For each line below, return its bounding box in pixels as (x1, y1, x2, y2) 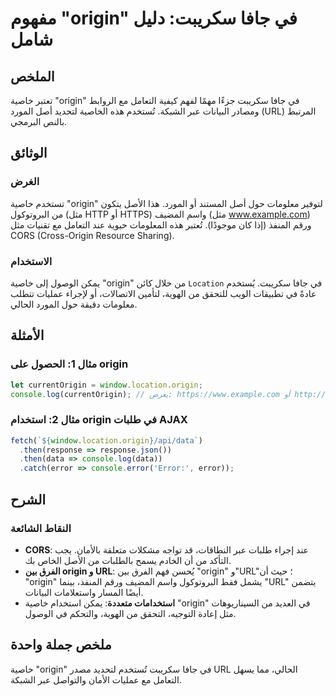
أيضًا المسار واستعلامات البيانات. (24, 586, 144, 598)
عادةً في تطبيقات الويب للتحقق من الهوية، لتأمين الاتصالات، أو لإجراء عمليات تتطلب (10, 287, 317, 299)
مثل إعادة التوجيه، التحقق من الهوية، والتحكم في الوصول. (24, 607, 237, 619)
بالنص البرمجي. (10, 116, 68, 127)
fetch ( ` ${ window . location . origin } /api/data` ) (10, 435, 203, 446)
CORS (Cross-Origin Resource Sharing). (10, 229, 175, 241)
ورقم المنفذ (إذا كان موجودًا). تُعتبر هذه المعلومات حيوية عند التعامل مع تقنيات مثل (10, 218, 312, 231)
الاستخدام (10, 254, 53, 268)
